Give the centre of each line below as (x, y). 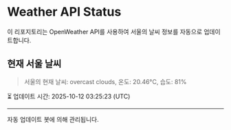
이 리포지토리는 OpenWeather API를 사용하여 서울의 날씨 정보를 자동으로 (105, 31)
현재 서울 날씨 (34, 64)
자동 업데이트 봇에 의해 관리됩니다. (53, 119)
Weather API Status (64, 12)
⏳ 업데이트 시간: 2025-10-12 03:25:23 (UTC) (69, 96)
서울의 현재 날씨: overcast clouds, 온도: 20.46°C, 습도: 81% (105, 81)
